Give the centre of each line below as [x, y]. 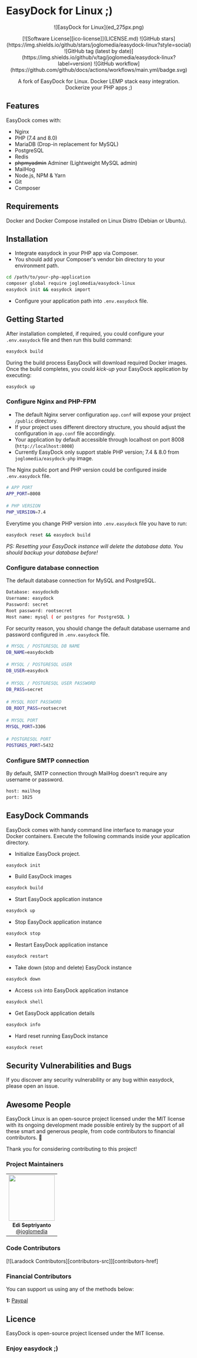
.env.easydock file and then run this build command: [69, 340]
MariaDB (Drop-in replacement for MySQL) [66, 144]
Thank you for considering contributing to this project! [71, 1149]
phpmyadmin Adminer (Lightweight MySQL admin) [76, 162]
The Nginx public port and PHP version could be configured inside [86, 470]
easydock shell [25, 1002]
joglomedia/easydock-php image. [54, 458]
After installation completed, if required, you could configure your [85, 333]
